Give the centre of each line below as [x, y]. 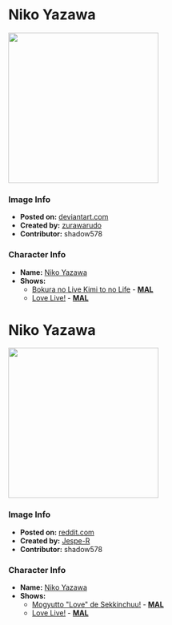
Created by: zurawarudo [61, 225]
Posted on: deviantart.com [64, 217]
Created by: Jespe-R [55, 540]
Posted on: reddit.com [57, 532]
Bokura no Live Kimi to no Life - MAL [92, 289]
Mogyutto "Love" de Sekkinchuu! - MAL [98, 605]
